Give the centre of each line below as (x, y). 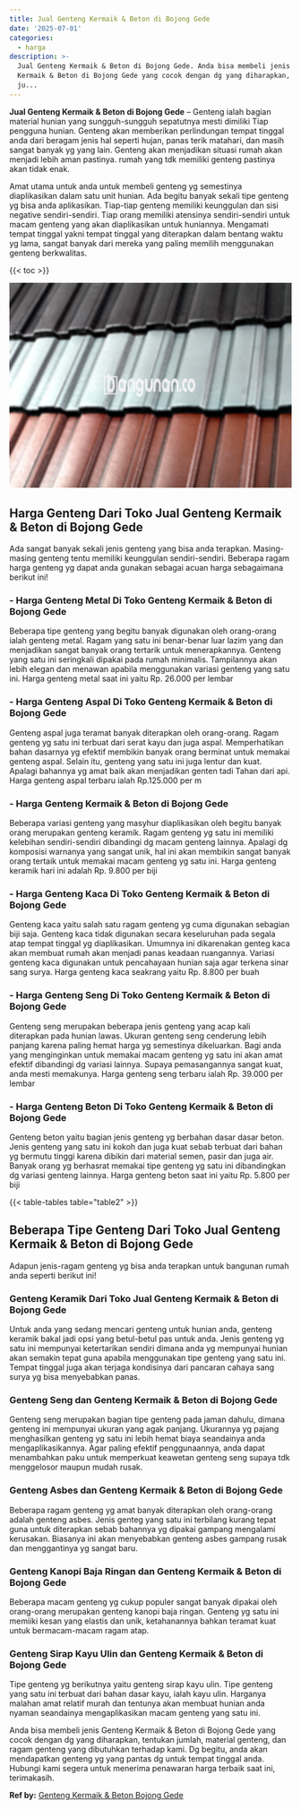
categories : (31, 38)
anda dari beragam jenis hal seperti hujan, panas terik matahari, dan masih (147, 140)
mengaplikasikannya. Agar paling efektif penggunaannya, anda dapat (138, 1448)
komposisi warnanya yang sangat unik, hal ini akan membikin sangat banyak (150, 851)
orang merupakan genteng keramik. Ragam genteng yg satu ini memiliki (142, 832)
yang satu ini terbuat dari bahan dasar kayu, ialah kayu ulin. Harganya (138, 1694)
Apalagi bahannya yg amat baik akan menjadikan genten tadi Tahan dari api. (150, 771)
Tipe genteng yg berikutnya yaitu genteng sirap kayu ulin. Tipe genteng (141, 1684)
